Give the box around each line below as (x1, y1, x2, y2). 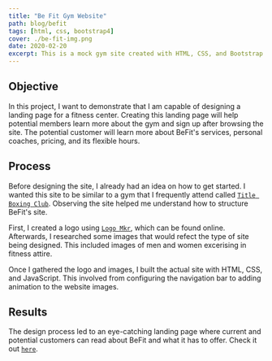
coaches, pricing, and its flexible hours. (8, 136, 140, 146)
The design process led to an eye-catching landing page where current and (8, 327, 261, 337)
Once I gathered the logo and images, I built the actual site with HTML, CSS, (8, 264, 262, 274)
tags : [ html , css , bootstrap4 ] (8, 27, 114, 35)
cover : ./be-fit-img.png (8, 34, 93, 43)
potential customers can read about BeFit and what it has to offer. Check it (8, 335, 257, 346)
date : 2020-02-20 (8, 42, 67, 50)
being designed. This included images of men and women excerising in (8, 240, 247, 250)
